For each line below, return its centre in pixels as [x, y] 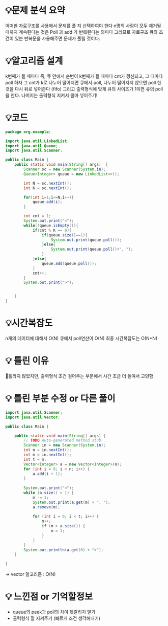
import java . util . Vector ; [33, 417]
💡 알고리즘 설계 [34, 61]
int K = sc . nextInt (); [48, 188]
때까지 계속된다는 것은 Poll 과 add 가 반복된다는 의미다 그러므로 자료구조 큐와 [81, 32]
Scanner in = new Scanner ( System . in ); [65, 445]
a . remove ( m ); [46, 507]
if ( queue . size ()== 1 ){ [64, 235]
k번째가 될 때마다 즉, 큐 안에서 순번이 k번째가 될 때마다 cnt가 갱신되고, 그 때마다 [84, 76]
